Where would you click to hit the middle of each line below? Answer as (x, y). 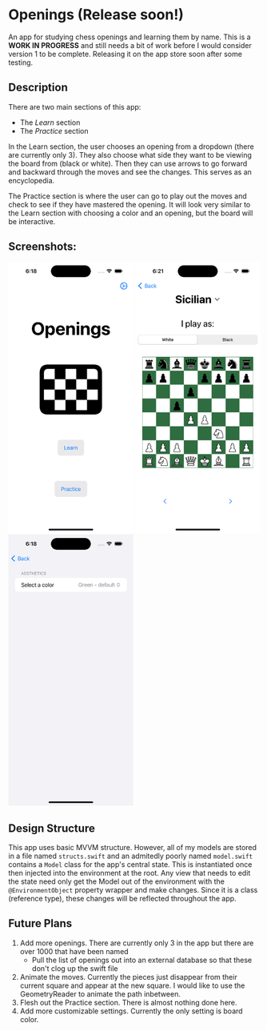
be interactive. (32, 221)
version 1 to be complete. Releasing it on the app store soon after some (125, 54)
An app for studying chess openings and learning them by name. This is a (130, 37)
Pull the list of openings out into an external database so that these (142, 960)
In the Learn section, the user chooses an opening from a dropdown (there (131, 146)
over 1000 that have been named (74, 951)
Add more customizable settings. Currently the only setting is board (131, 1011)
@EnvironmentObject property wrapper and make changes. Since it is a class (133, 890)
